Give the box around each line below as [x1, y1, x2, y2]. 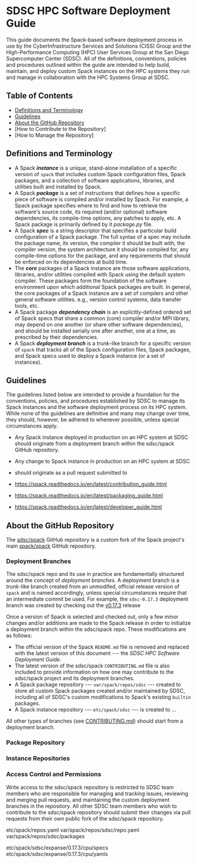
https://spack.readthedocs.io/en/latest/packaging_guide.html [14, 492, 163, 499]
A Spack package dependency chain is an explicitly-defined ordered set [14, 308, 192, 315]
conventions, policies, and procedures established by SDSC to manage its [6, 397, 185, 404]
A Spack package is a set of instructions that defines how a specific [14, 189, 181, 196]
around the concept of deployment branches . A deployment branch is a [6, 577, 179, 584]
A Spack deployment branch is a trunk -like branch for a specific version [14, 340, 191, 347]
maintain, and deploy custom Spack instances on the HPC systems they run [6, 67, 190, 74]
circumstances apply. [6, 423, 58, 430]
